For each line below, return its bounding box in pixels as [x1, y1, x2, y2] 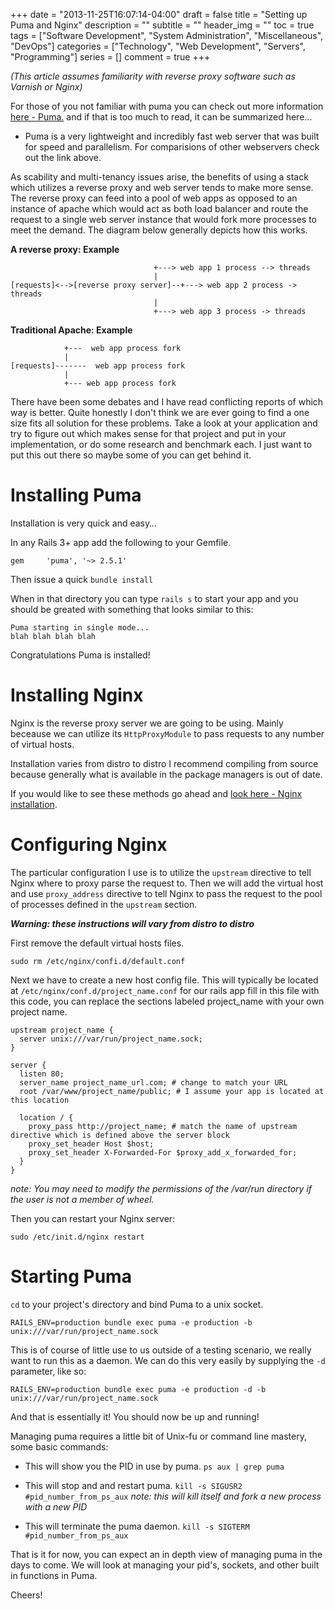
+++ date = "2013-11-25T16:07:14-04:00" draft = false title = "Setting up [10, 9, 308, 20]
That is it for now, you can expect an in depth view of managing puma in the [10, 1548, 323, 1560]
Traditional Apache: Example [10, 324, 133, 336]
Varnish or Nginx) [10, 81, 83, 93]
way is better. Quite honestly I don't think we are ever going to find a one [10, 407, 310, 418]
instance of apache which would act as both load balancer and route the [10, 203, 309, 214]
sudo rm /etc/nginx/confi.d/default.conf [10, 956, 186, 966]
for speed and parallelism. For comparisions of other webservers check [24, 141, 320, 153]
